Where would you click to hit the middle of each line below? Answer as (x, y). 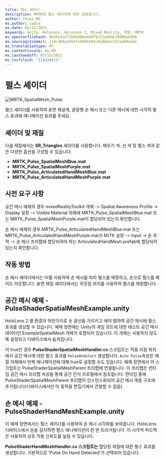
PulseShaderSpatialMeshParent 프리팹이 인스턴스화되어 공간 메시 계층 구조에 (80, 380)
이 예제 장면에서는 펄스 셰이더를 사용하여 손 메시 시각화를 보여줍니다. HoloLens (81, 424)
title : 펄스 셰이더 (22, 10)
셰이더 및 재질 (25, 133)
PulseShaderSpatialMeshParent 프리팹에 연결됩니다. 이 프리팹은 (84, 368)
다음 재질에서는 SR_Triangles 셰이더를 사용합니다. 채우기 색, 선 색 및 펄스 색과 (80, 146)
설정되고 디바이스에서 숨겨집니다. (42, 339)
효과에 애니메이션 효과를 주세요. (40, 116)
